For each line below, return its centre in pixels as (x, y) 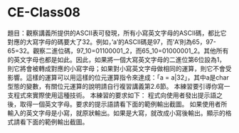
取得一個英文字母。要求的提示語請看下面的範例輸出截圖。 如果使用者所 (123, 104)
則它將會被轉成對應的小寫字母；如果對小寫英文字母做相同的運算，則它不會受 (119, 68)
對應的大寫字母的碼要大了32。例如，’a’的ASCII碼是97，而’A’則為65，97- (112, 42)
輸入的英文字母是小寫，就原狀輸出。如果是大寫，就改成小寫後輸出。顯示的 (116, 113)
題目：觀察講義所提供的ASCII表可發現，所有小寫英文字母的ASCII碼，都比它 (117, 33)
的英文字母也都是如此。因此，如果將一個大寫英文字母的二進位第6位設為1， (117, 59)
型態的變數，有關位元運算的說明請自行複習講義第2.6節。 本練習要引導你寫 (116, 86)
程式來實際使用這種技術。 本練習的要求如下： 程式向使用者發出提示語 (115, 95)
